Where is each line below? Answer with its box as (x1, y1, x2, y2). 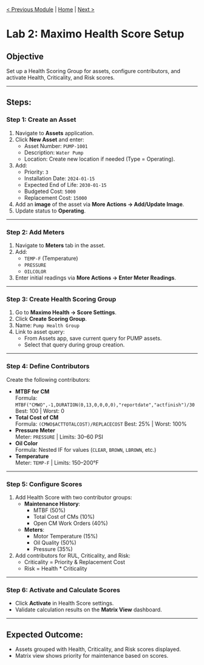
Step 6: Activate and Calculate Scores (6, 585, 120, 594)
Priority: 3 (24, 168, 49, 175)
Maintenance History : (24, 500, 81, 507)
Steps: (6, 97, 32, 108)
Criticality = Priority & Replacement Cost (24, 558, 126, 566)
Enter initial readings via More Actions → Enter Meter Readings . (15, 274, 176, 281)
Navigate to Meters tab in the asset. (15, 241, 106, 249)
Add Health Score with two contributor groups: (15, 493, 132, 501)
